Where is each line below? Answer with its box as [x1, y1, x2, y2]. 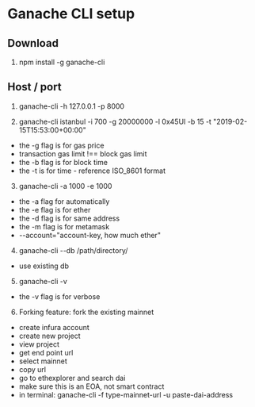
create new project [18, 331, 81, 340]
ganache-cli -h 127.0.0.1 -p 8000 [18, 101, 124, 111]
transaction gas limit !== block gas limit [18, 148, 147, 159]
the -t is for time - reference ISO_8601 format [18, 166, 166, 175]
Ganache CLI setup [7, 5, 135, 23]
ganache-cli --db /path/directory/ [18, 245, 128, 255]
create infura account [18, 322, 90, 332]
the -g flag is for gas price [18, 140, 105, 150]
